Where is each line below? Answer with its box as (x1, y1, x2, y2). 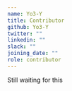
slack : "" (7, 43, 37, 50)
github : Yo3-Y (7, 23, 49, 30)
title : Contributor (7, 17, 65, 24)
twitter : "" (7, 30, 42, 37)
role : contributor (7, 56, 61, 63)
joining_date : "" (7, 50, 59, 57)
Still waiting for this (7, 75, 64, 84)
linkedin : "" (7, 37, 46, 44)
